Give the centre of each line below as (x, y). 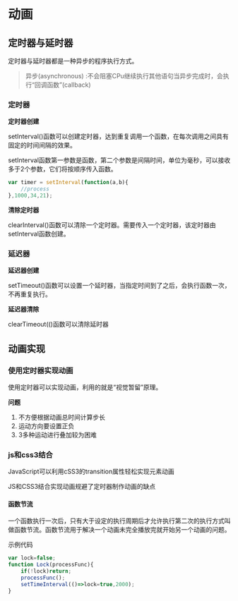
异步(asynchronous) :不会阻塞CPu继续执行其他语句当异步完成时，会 (124, 76)
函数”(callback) (69, 85)
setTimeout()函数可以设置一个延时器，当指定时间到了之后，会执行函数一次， (119, 286)
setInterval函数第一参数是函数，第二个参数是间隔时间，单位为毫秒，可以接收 (119, 160)
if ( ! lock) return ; (46, 571)
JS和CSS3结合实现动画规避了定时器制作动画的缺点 (82, 487)
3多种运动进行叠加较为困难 (58, 435)
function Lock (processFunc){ (51, 565)
